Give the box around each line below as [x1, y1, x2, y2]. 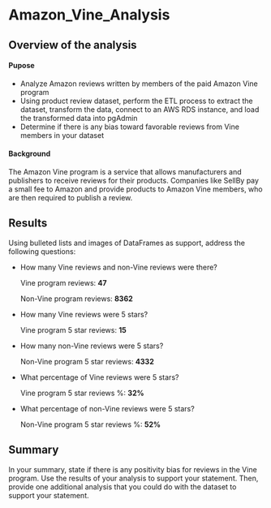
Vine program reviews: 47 [19, 278, 107, 287]
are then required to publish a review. [8, 192, 133, 202]
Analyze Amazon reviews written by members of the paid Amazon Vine [19, 79, 258, 88]
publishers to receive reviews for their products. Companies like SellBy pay [8, 175, 260, 185]
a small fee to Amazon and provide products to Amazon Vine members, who [8, 184, 263, 194]
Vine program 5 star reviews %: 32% [19, 388, 144, 398]
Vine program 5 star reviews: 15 [19, 325, 127, 334]
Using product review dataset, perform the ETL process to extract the [19, 96, 253, 105]
